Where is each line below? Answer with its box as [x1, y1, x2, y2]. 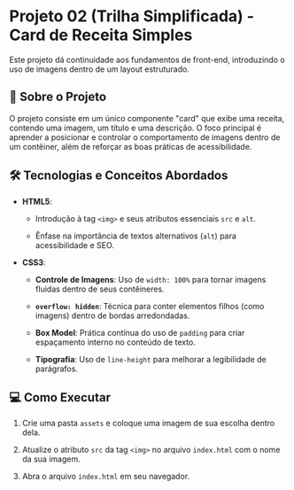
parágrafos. [35, 363, 78, 374]
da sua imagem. [21, 454, 81, 464]
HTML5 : [21, 196, 53, 206]
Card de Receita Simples [9, 25, 193, 45]
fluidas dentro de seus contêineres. [35, 284, 166, 294]
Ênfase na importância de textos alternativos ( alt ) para [35, 230, 237, 241]
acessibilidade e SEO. [35, 239, 115, 250]
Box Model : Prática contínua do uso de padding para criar [35, 327, 245, 338]
